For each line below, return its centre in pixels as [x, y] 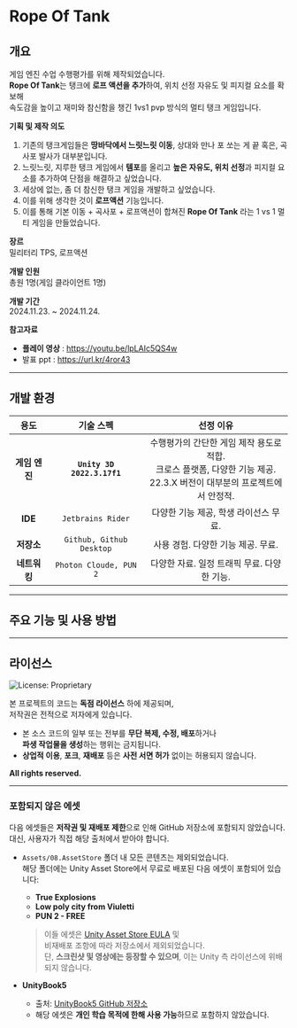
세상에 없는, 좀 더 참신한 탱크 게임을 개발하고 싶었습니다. [118, 189]
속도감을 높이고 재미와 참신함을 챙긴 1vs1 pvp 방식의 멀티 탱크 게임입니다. [135, 107]
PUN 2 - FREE [60, 915]
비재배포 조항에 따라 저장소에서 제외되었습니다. [124, 945]
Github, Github [96, 539]
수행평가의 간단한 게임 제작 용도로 [216, 442]
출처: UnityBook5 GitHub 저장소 [91, 1003]
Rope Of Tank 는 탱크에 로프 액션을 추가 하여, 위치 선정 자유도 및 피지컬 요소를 [142, 85]
